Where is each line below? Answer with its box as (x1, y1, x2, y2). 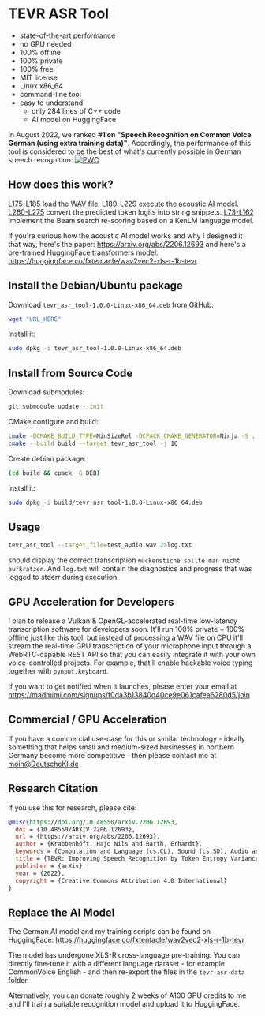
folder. (8, 976, 29, 985)
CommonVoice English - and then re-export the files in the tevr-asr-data (8, 967, 245, 977)
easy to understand (19, 98, 84, 107)
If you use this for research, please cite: (8, 802, 137, 812)
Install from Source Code (8, 366, 133, 379)
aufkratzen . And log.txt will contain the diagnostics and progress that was (8, 564, 252, 573)
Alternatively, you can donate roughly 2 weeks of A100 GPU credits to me (8, 991, 247, 1000)
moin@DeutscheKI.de (8, 759, 79, 768)
